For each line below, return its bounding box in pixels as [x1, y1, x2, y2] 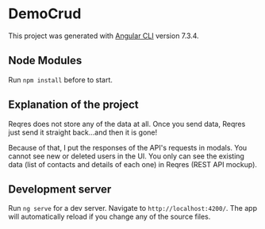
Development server [8, 182, 112, 196]
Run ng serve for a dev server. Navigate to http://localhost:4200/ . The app [8, 204, 258, 213]
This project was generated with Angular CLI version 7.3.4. [8, 31, 200, 40]
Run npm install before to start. [8, 74, 113, 84]
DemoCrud [8, 5, 82, 23]
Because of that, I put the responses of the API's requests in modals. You [8, 143, 248, 152]
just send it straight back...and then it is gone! [8, 128, 157, 137]
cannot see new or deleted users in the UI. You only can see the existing [8, 151, 244, 161]
